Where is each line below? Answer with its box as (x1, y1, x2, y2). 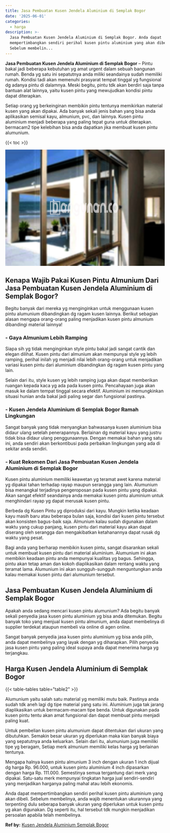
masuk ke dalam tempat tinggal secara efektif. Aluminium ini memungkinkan (5, 388, 164, 394)
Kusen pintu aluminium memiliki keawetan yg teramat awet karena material (5, 476, 161, 482)
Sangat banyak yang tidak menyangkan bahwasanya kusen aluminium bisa (5, 424, 161, 430)
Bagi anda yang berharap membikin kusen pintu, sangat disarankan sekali (5, 544, 159, 550)
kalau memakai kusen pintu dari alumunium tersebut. (5, 571, 115, 577)
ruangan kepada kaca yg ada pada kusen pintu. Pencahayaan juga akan (5, 383, 155, 389)
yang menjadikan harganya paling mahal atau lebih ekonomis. (5, 780, 134, 786)
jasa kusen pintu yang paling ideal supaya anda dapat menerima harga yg (5, 644, 159, 651)
